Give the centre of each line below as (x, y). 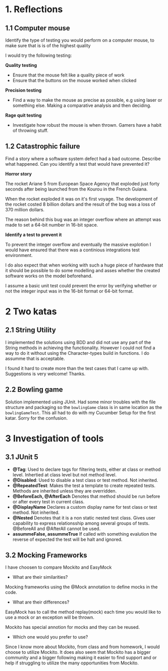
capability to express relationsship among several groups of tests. (81, 523)
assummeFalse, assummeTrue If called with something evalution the (85, 534)
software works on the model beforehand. (49, 276)
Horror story (18, 174)
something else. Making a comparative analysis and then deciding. (82, 105)
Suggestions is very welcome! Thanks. (45, 374)
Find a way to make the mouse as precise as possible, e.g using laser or (87, 100)
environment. (19, 255)
